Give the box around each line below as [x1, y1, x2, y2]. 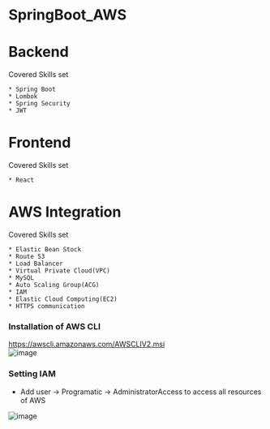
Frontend [8, 134, 71, 152]
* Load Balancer [8, 260, 63, 268]
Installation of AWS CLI [8, 320, 101, 332]
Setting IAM [8, 368, 57, 380]
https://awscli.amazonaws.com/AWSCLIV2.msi [8, 339, 165, 350]
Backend [8, 43, 69, 62]
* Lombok [8, 92, 38, 101]
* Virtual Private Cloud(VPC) [8, 267, 111, 275]
